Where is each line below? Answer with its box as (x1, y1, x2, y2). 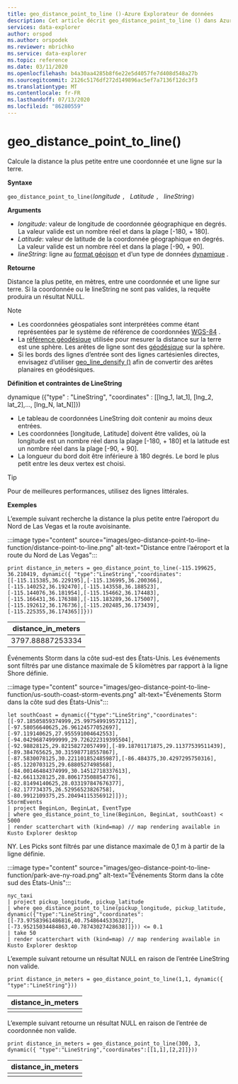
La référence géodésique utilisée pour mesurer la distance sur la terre (17, 335, 222, 343)
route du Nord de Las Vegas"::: (7, 551, 98, 559)
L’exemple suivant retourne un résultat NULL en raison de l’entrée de (7, 1019, 208, 1027)
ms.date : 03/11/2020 (7, 63, 69, 70)
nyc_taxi (7, 892, 33, 899)
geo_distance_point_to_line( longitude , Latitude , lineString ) (7, 192, 195, 200)
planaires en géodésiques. (17, 365, 96, 374)
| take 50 (7, 929, 37, 936)
